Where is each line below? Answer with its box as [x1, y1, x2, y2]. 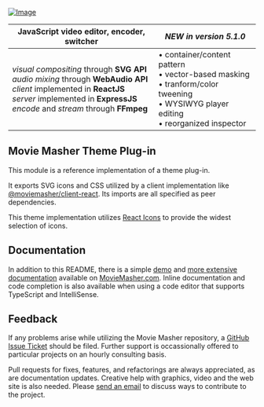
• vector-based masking [158, 69, 250, 79]
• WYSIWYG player [158, 98, 229, 109]
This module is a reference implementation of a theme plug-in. [8, 165, 211, 174]
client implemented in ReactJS [12, 83, 126, 94]
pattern [158, 59, 186, 70]
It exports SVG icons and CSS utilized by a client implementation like [8, 181, 229, 190]
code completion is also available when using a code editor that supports [8, 281, 245, 291]
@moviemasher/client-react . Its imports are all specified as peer [8, 189, 216, 198]
